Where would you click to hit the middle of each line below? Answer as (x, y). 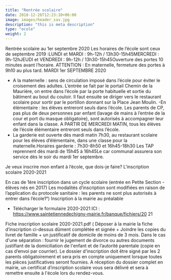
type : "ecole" (20, 29)
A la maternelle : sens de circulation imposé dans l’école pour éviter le (86, 80)
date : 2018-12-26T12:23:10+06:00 (41, 15)
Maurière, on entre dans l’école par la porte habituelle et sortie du (82, 91)
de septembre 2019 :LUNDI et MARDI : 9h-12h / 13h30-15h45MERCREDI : (82, 54)
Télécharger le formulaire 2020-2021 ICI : (56, 208)
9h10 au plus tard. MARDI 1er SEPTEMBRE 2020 (56, 70)
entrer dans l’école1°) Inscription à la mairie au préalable (65, 199)
